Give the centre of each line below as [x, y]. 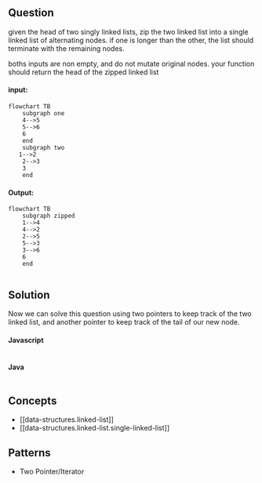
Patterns [29, 453]
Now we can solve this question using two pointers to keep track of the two [130, 314]
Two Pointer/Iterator [52, 472]
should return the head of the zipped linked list [84, 72]
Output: [21, 192]
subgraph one [44, 114]
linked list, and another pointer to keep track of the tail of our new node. [124, 322]
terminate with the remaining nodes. [67, 48]
